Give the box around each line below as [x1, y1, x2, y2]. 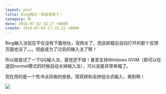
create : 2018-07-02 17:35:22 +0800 [5, 26, 79, 31]
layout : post [5, 7, 32, 12]
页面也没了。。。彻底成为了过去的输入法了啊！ [5, 46, 97, 52]
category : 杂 [5, 16, 31, 21]
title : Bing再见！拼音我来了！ [5, 12, 63, 17]
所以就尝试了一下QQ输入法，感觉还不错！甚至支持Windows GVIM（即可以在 [5, 57, 162, 63]
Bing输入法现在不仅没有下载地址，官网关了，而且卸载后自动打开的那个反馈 [5, 40, 159, 46]
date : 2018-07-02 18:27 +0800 [5, 21, 68, 26]
